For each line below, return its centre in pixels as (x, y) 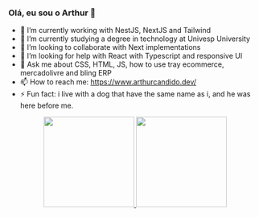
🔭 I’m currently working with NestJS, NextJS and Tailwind (115, 31)
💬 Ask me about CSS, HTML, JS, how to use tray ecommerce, (122, 64)
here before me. (47, 106)
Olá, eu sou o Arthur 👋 (52, 13)
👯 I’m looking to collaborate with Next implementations (110, 47)
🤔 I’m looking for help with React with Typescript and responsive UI (131, 56)
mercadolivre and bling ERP (66, 73)
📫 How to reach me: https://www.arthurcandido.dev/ (108, 82)
